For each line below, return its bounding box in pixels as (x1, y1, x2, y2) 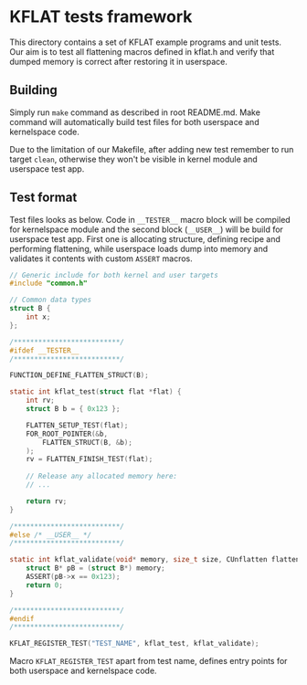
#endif (9, 614, 35, 623)
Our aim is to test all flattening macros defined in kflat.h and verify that (9, 46, 275, 57)
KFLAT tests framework (9, 6, 193, 27)
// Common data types (9, 295, 92, 305)
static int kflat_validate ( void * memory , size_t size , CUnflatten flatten (9, 555, 301, 564)
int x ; (26, 312, 51, 321)
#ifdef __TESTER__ (9, 345, 79, 355)
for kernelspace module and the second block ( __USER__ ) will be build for (9, 224, 283, 235)
